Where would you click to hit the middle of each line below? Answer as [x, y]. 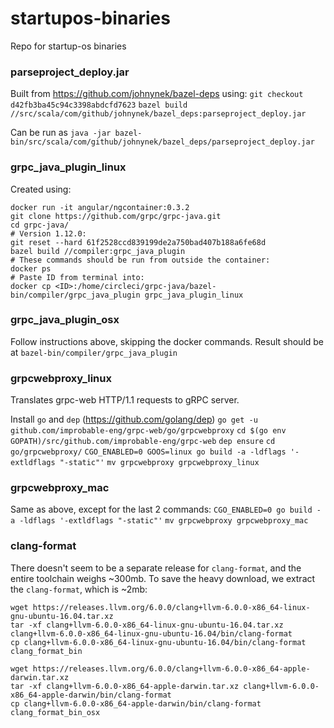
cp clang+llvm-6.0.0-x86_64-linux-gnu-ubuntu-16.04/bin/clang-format [158, 642]
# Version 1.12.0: [48, 233]
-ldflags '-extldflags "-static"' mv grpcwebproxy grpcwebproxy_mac [164, 521]
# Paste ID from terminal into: [77, 277]
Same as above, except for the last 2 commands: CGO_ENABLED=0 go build [161, 509]
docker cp [31, 286]
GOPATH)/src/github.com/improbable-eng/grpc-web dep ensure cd [143, 442]
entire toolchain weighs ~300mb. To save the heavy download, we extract [163, 578]
